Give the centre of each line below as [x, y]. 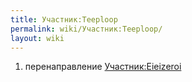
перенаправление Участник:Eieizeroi [103, 67]
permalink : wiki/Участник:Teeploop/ [86, 29]
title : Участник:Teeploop [64, 19]
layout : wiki [37, 38]
